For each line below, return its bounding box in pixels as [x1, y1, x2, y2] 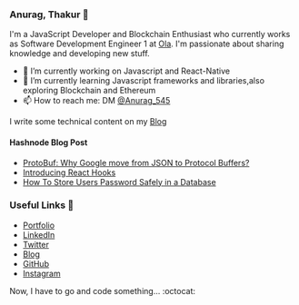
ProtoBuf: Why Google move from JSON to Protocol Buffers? [22, 157, 250, 168]
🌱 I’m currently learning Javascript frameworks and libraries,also [22, 75, 265, 86]
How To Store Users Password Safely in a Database [22, 176, 216, 187]
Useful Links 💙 [9, 199, 75, 212]
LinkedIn [22, 229, 55, 240]
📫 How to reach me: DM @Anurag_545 [22, 95, 171, 106]
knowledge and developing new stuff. [9, 48, 150, 59]
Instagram [22, 268, 61, 279]
